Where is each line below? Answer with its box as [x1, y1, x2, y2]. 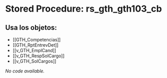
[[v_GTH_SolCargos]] [12, 58, 57, 64]
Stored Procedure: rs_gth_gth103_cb [5, 3, 162, 15]
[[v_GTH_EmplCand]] [12, 48, 57, 53]
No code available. [5, 68, 45, 74]
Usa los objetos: [5, 23, 57, 32]
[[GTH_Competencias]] [12, 36, 61, 43]
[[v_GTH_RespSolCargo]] [12, 53, 65, 59]
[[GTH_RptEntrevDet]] [12, 42, 59, 48]
